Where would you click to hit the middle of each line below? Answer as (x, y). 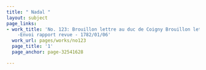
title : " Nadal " (29, 12)
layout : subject (27, 18)
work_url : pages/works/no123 (49, 41)
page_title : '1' (32, 47)
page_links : (21, 23)
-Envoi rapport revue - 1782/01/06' (64, 35)
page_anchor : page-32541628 (48, 52)
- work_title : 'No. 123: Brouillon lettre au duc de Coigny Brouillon (98, 29)
